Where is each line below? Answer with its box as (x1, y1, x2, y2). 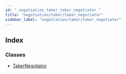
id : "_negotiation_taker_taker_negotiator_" (5, 7, 101, 13)
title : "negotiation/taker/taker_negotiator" (5, 12, 103, 17)
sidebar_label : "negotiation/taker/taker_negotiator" (5, 17, 122, 22)
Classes (5, 51, 26, 58)
